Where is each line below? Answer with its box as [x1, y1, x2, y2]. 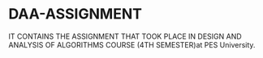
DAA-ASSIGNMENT [8, 5, 142, 23]
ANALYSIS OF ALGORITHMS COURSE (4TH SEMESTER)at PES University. [8, 39, 256, 49]
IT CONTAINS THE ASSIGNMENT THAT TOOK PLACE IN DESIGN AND [8, 31, 242, 41]
